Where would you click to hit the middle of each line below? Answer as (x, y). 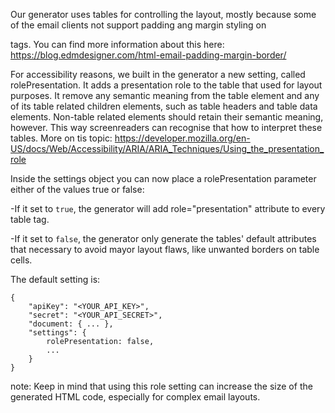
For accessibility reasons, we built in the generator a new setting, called (158, 74)
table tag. (30, 219)
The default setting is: (55, 279)
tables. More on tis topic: (61, 138)
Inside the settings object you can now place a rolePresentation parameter (163, 178)
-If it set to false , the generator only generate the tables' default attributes (163, 238)
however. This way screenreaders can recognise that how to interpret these (166, 127)
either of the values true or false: (77, 189)
